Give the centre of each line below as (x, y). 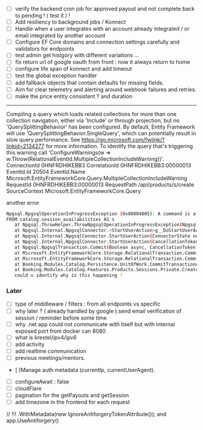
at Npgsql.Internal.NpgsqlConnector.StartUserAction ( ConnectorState (102, 236)
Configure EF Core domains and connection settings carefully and (97, 42)
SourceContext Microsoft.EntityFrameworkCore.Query (74, 191)
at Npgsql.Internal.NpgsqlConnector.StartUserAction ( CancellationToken (106, 242)
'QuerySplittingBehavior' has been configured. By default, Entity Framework (101, 127)
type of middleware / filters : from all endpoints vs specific (88, 304)
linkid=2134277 (25, 146)
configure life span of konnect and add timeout (73, 69)
